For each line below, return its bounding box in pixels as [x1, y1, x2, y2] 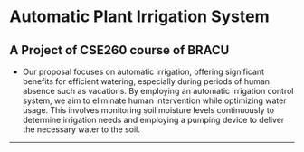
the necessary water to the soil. [22, 124, 140, 135]
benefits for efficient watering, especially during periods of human [22, 76, 270, 87]
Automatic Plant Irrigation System [9, 6, 270, 27]
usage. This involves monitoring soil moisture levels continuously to [22, 105, 274, 115]
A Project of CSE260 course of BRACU [9, 43, 230, 58]
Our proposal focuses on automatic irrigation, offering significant [22, 66, 265, 77]
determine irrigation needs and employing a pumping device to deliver [22, 115, 285, 125]
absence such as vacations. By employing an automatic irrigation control [22, 86, 294, 96]
